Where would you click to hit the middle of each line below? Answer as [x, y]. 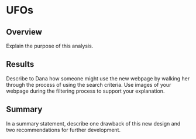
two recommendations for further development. [63, 130]
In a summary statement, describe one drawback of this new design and [93, 123]
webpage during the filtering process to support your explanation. [85, 91]
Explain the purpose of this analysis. [50, 46]
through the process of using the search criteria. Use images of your [89, 84]
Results [20, 64]
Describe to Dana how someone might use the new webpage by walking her [98, 78]
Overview [24, 32]
